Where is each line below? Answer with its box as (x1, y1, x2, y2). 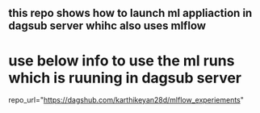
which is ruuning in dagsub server (8, 69, 242, 87)
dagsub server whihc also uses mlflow (8, 19, 207, 33)
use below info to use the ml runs (8, 52, 235, 69)
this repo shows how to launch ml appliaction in (8, 6, 253, 20)
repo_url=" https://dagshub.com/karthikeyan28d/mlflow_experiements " (8, 95, 245, 105)
